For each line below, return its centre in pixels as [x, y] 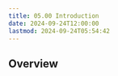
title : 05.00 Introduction [54, 16]
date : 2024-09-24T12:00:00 [54, 23]
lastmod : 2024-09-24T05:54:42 [59, 31]
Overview [34, 63]
